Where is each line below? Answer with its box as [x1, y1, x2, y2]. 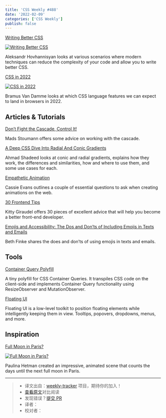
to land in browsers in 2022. [5, 99, 62, 104]
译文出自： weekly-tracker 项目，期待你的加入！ [24, 382, 122, 389]
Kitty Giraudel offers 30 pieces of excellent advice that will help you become [5, 209, 161, 215]
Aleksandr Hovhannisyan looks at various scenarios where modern [5, 54, 142, 60]
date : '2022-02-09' [5, 12, 45, 17]
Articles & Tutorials [5, 112, 66, 121]
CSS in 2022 [5, 74, 31, 80]
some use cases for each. [5, 165, 58, 171]
